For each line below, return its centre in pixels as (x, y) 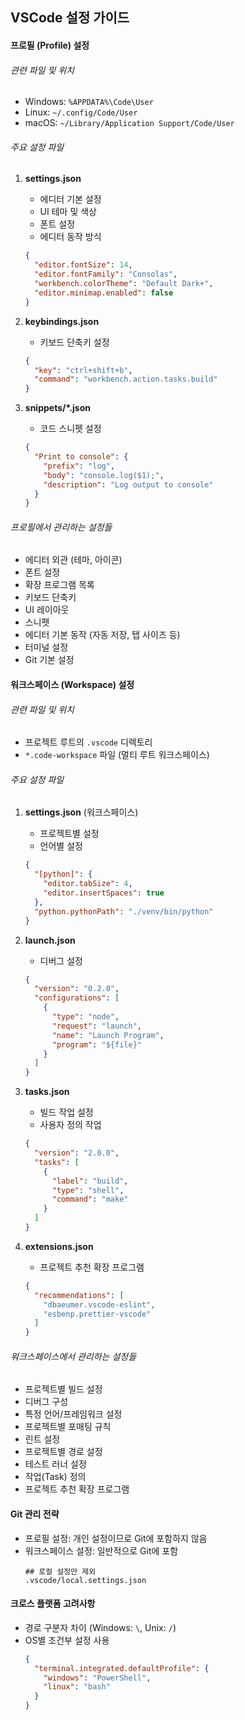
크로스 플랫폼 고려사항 (53, 1604)
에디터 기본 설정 (70, 199)
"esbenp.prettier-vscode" (97, 1314)
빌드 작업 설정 (66, 1112)
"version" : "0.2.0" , (77, 989)
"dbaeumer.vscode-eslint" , (99, 1304)
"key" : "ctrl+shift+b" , (83, 370)
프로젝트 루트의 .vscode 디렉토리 (88, 742)
